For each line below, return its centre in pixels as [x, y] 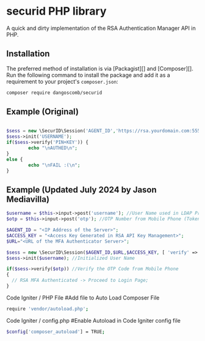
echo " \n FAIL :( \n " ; [54, 165]
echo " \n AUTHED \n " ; [53, 148]
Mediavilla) [28, 199]
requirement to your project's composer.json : [62, 81]
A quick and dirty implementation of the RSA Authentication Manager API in [101, 28]
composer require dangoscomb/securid [54, 93]
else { [15, 159]
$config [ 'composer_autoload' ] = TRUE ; [56, 332]
